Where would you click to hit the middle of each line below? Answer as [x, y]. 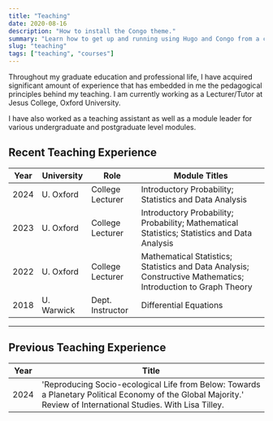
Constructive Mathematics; [193, 276]
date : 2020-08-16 [38, 24]
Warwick [58, 310]
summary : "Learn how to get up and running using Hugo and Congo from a [134, 39]
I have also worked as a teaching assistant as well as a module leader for [130, 118]
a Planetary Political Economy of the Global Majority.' [143, 394]
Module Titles [201, 176]
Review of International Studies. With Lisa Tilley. [133, 405]
